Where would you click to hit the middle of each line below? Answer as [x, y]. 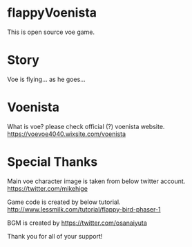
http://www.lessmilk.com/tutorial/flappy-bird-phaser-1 [84, 209]
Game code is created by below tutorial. [64, 202]
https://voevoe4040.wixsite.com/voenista [67, 134]
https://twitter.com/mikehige [48, 188]
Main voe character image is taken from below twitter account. [96, 181]
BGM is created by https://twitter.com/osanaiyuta [77, 223]
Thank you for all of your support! [55, 236]
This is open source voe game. [51, 32]
